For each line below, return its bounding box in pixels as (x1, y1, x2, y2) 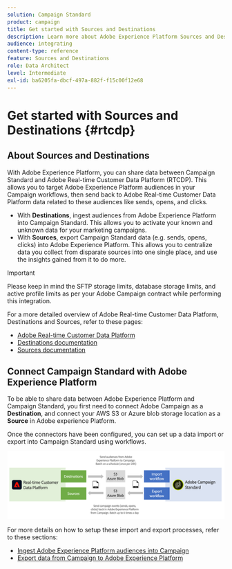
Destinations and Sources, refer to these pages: (7, 317, 143, 325)
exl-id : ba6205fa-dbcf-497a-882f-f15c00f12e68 (7, 77, 144, 84)
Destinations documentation (17, 338, 98, 346)
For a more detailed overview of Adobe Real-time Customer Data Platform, (7, 310, 219, 318)
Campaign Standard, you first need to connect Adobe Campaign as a (7, 402, 204, 410)
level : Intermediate (7, 69, 67, 76)
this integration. (7, 296, 52, 305)
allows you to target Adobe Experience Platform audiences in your (7, 183, 195, 191)
